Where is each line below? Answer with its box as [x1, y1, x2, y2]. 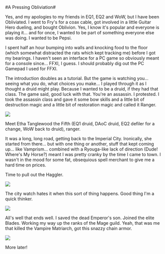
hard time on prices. [5, 162, 46, 168]
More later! [5, 245, 28, 250]
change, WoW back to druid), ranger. [5, 126, 81, 132]
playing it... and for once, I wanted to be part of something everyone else [5, 30, 155, 35]
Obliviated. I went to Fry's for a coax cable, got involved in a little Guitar [5, 19, 152, 25]
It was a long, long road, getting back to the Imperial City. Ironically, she [5, 136, 152, 141]
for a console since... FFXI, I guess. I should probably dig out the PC [5, 61, 144, 66]
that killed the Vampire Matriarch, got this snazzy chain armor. [5, 226, 132, 231]
